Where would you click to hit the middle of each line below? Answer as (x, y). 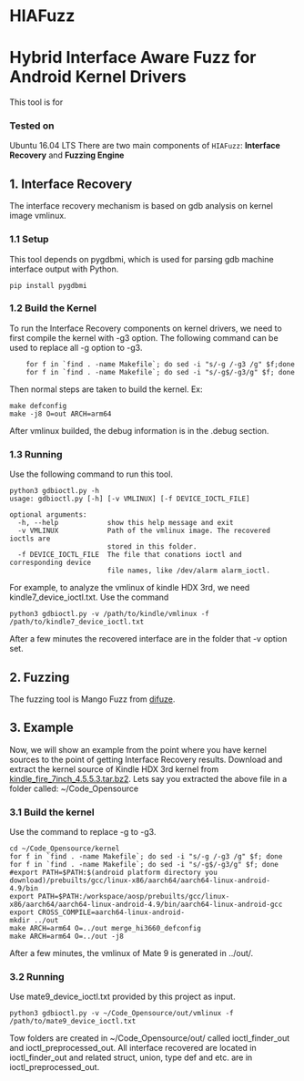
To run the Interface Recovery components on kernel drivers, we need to (146, 328)
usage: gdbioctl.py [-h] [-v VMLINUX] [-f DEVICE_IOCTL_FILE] (130, 499)
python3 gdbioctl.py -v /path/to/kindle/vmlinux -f (109, 614)
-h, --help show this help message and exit (126, 523)
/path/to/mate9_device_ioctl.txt (73, 1022)
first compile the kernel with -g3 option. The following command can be (144, 337)
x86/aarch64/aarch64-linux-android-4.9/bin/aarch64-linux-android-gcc (146, 905)
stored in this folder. (152, 547)
